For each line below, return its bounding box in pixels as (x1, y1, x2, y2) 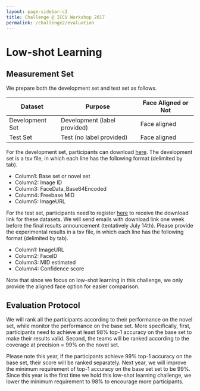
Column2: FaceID (14, 253, 58, 260)
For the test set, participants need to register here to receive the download (6, 209, 189, 217)
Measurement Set (6, 69, 74, 79)
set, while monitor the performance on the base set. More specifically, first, (6, 322, 191, 330)
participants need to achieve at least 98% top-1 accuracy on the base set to (6, 329, 192, 336)
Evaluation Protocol (6, 300, 80, 310)
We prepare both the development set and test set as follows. (6, 84, 157, 92)
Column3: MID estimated (14, 259, 76, 266)
